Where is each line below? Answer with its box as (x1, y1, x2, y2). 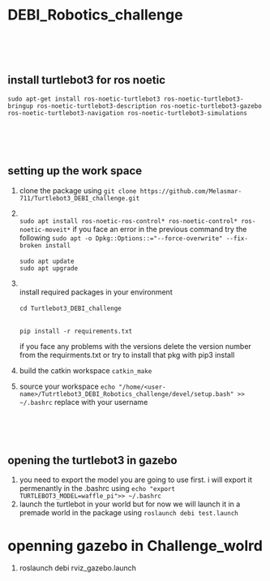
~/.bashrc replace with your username (19, 397, 148, 407)
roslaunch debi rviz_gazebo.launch (19, 563, 137, 573)
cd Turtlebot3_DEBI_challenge (19, 304, 122, 312)
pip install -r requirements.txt (19, 327, 133, 335)
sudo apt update (19, 257, 75, 265)
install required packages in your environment (19, 286, 173, 297)
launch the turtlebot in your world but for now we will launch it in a (19, 499, 241, 509)
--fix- (225, 234, 249, 243)
